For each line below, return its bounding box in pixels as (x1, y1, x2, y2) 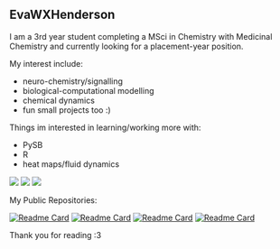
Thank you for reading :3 (9, 229, 102, 240)
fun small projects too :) (22, 104, 111, 115)
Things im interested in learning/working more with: (9, 122, 201, 133)
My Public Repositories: (9, 194, 98, 206)
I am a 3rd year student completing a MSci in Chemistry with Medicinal (9, 31, 273, 41)
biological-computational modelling (22, 85, 155, 96)
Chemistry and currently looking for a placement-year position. (9, 41, 244, 51)
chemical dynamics (22, 95, 95, 106)
